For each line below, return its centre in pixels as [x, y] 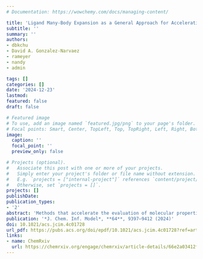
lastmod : [17, 96]
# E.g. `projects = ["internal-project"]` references [78, 179]
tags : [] [17, 79]
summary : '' [21, 34]
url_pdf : [17, 230]
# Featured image [28, 118]
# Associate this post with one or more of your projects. [85, 168]
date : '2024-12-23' [31, 90]
